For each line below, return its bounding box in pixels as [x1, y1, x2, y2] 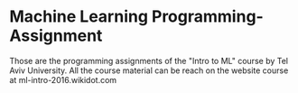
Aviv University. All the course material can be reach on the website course [9, 65, 289, 76]
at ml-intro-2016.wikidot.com [9, 74, 117, 85]
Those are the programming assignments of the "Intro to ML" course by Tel [9, 55, 289, 66]
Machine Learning [9, 6, 149, 27]
